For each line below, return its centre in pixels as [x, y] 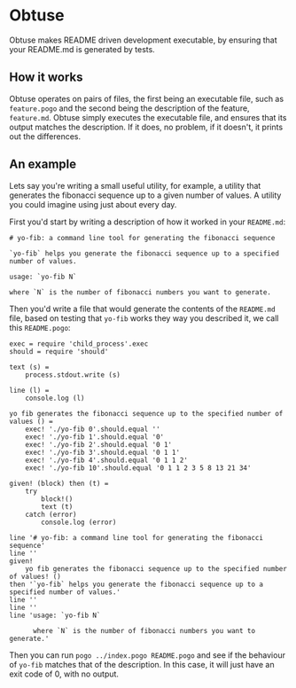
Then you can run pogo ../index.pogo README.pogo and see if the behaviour [148, 655]
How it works [46, 78]
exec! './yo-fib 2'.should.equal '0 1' [99, 444]
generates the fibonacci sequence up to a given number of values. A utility [145, 195]
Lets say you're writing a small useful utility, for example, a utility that [135, 185]
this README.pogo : [40, 327]
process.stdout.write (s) [73, 375]
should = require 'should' [59, 351]
